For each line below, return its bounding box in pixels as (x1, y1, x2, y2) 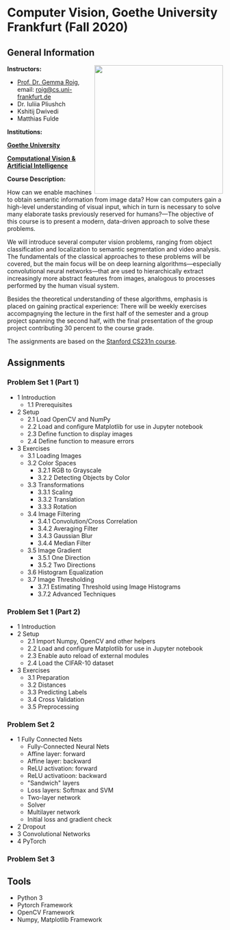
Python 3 (16, 894, 43, 902)
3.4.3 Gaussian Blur (37, 531, 93, 539)
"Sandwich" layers (27, 779, 80, 787)
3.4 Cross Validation (27, 695, 84, 703)
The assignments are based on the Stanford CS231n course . (7, 337, 177, 345)
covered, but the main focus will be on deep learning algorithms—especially (7, 260, 221, 268)
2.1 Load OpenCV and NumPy (27, 415, 111, 423)
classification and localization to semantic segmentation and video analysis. (7, 245, 221, 253)
